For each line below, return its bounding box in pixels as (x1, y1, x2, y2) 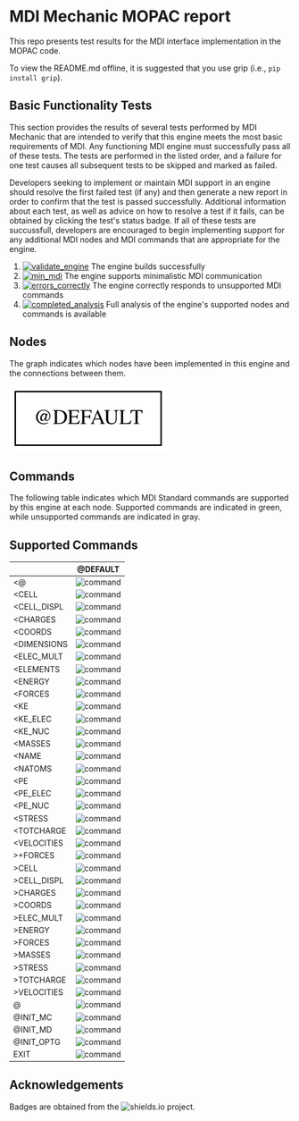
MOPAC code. (9, 45, 61, 55)
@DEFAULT (77, 563, 120, 574)
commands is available (21, 308, 107, 319)
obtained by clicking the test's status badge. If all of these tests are (9, 215, 256, 225)
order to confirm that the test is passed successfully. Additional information (9, 196, 287, 206)
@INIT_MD (12, 1024, 53, 1034)
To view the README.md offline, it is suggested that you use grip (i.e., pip (9, 63, 281, 73)
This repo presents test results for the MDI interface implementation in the (9, 36, 281, 46)
